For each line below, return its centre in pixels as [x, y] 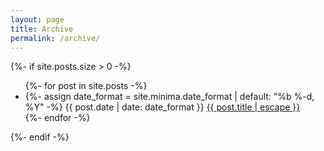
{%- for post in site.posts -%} [86, 86]
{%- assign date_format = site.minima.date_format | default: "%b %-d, [169, 97]
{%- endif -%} [40, 137]
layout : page [37, 19]
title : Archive [42, 29]
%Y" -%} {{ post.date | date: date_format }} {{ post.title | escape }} [162, 107]
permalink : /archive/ [55, 38]
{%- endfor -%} [57, 118]
